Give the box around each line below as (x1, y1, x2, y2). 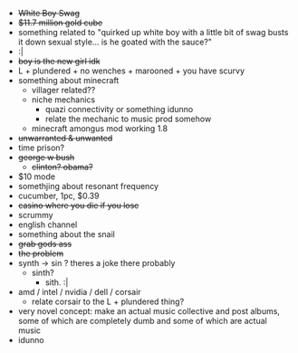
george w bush (17, 152, 75, 162)
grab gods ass (17, 239, 72, 249)
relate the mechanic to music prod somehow (44, 113, 212, 124)
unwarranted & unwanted (17, 133, 113, 143)
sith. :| (44, 277, 69, 288)
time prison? (17, 142, 65, 153)
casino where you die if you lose (17, 200, 139, 211)
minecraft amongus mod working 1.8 (31, 123, 168, 134)
